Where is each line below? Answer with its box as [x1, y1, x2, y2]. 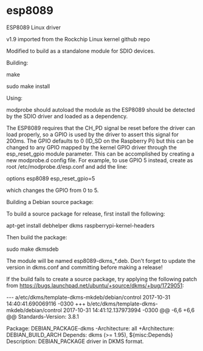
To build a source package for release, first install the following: [6, 210, 165, 217]
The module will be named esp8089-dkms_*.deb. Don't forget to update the [6, 257, 196, 264]
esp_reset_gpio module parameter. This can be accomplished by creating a [6, 150, 194, 157]
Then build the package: [6, 233, 67, 240]
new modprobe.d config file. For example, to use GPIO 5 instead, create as [6, 156, 193, 164]
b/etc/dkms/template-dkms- [87, 300, 158, 307]
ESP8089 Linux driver [6, 24, 61, 31]
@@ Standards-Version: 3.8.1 [6, 313, 79, 320]
